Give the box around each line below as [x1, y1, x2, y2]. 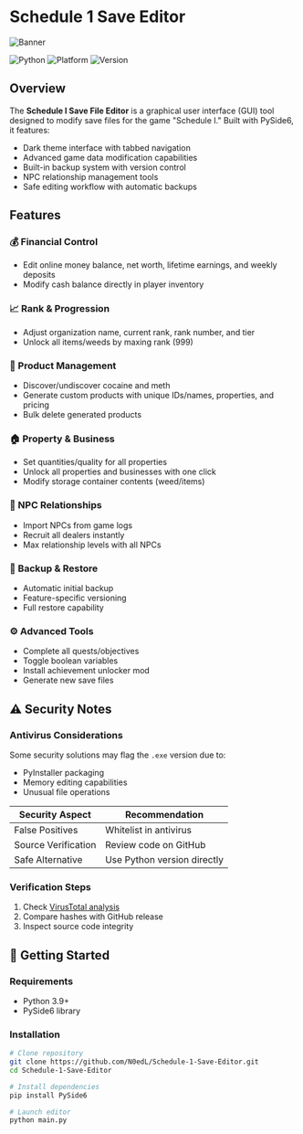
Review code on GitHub [104, 838, 206, 851]
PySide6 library [22, 1005, 81, 1016]
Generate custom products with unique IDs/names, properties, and [22, 390, 275, 401]
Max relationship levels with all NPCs [22, 539, 162, 550]
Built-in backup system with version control [22, 162, 187, 173]
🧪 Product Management [9, 359, 117, 372]
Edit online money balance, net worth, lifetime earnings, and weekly [22, 260, 277, 270]
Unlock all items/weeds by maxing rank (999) [22, 336, 193, 347]
